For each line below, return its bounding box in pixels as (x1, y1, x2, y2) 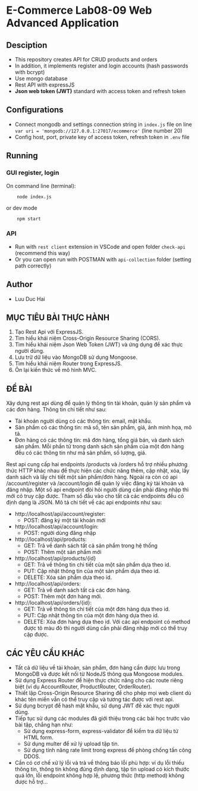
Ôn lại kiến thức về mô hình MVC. (14, 367, 97, 374)
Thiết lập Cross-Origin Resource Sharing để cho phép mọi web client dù (14, 690, 191, 697)
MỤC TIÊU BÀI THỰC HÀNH (6, 313, 110, 322)
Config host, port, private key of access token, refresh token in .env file (14, 133, 190, 140)
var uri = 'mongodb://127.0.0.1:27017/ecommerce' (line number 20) (14, 127, 183, 134)
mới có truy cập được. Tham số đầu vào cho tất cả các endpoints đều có (6, 493, 184, 500)
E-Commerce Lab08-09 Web (6, 4, 152, 17)
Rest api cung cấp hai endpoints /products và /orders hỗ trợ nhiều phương (6, 461, 188, 468)
